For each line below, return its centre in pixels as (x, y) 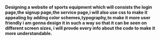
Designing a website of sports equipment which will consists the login (79, 7)
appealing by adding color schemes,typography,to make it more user (78, 18)
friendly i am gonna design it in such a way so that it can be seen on (76, 23)
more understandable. (29, 33)
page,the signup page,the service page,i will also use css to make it (76, 12)
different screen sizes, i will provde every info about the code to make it (80, 28)
